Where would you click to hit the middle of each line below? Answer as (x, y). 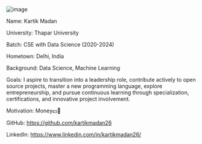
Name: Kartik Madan (32, 21)
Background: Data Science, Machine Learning (63, 68)
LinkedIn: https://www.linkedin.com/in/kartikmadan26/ (74, 134)
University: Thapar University (43, 33)
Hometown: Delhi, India (35, 56)
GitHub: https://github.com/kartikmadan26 (59, 123)
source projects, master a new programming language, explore (84, 86)
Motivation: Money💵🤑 (34, 111)
